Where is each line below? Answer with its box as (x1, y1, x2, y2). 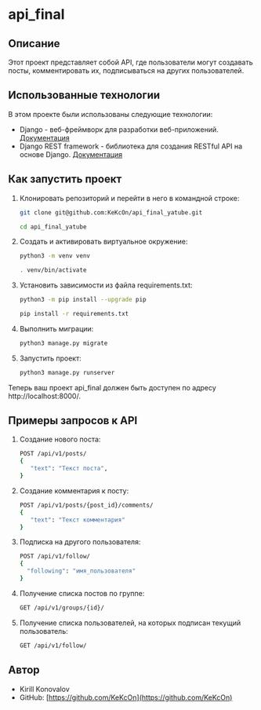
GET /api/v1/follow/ (19, 642, 87, 650)
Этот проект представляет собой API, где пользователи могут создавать (8, 57, 253, 67)
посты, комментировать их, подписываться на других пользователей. (8, 66, 245, 75)
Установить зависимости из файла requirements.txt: (19, 280, 193, 290)
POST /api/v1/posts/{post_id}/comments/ (19, 501, 154, 509)
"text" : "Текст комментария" (30, 516, 125, 524)
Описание (8, 37, 60, 50)
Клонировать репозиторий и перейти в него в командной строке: (19, 193, 240, 203)
